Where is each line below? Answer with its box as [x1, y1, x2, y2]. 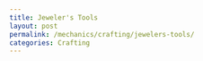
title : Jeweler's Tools [9, 13, 99, 22]
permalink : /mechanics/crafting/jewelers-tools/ [9, 30, 195, 39]
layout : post [9, 22, 58, 30]
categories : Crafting [9, 38, 91, 48]
